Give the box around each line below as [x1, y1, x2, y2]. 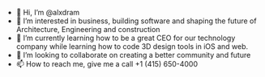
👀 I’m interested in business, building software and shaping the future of [15, 16, 257, 26]
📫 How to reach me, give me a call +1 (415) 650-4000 [15, 59, 199, 68]
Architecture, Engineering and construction [15, 25, 160, 34]
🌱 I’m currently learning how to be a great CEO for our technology [15, 33, 236, 43]
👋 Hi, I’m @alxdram [15, 8, 80, 17]
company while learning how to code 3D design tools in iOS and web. [15, 42, 249, 51]
